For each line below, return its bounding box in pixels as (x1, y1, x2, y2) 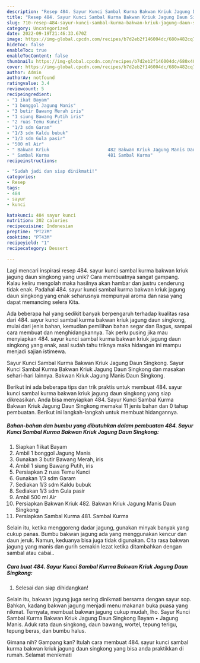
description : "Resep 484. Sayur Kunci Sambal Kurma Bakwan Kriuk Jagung (7, 8, 191, 15)
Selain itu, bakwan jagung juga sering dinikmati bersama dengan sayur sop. (7, 596, 192, 603)
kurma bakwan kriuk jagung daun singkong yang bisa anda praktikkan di (7, 645, 184, 652)
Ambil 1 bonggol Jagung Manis (15, 449, 91, 457)
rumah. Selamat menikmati (7, 651, 72, 659)
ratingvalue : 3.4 (7, 81, 50, 87)
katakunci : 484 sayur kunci (7, 212, 77, 218)
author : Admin (7, 69, 42, 75)
